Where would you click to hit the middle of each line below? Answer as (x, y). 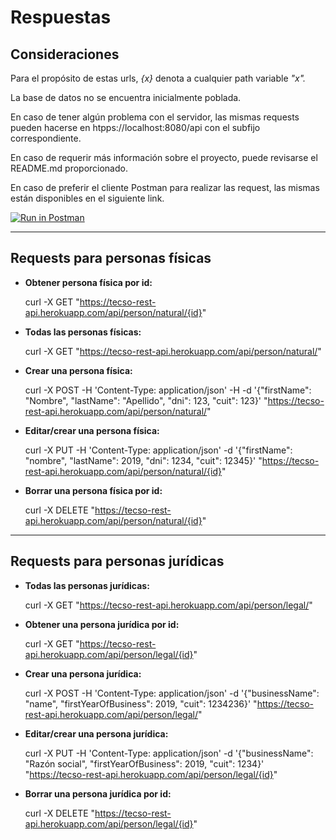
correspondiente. (46, 138)
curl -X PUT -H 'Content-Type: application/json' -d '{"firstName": (158, 450)
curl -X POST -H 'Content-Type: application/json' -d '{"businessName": (172, 693)
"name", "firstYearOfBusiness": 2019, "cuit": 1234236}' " (141, 703)
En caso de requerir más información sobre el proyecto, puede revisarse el (164, 157)
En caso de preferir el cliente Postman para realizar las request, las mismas (165, 187)
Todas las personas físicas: (83, 332)
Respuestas (61, 17)
